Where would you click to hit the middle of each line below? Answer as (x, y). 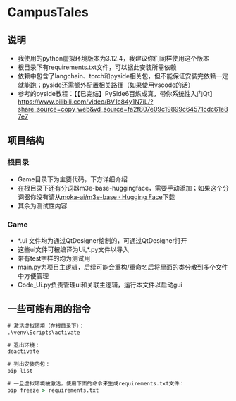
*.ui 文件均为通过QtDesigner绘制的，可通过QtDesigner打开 (102, 240)
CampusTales (48, 12)
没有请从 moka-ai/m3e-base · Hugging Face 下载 (106, 197)
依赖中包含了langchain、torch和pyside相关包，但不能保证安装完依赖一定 (123, 76)
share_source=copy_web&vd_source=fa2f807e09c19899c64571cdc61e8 (123, 109)
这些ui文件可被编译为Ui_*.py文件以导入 (73, 249)
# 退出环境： (24, 345)
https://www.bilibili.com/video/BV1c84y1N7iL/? (85, 102)
